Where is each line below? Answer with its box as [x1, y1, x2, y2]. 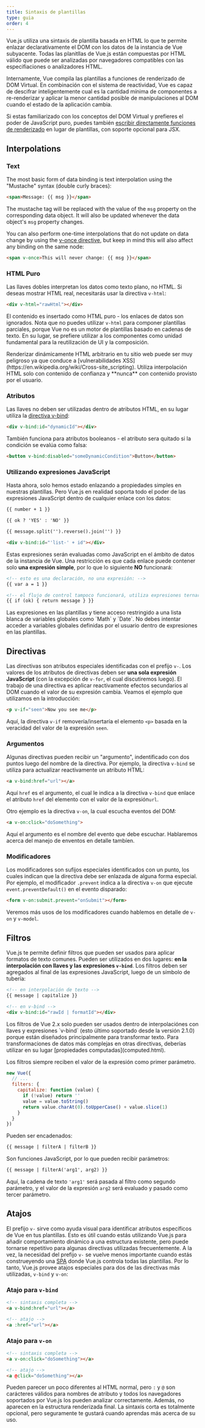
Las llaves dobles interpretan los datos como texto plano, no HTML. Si [6, 283, 182, 290]
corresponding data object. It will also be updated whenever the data [6, 212, 180, 219]
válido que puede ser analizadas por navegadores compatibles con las [6, 56, 184, 64]
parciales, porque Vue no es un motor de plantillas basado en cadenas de [6, 325, 192, 333]
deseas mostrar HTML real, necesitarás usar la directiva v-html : [6, 290, 167, 297]
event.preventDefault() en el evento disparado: [6, 886, 128, 893]
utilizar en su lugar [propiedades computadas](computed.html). [6, 1046, 166, 1054]
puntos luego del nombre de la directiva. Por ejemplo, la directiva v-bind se [6, 760, 195, 768]
